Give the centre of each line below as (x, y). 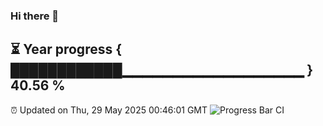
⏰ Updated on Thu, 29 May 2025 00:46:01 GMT (109, 110)
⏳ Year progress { (66, 49)
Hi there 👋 (35, 16)
